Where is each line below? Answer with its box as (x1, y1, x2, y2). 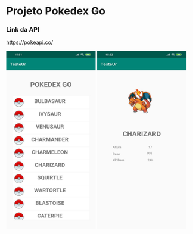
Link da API (6, 26, 40, 34)
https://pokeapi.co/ (6, 39, 54, 46)
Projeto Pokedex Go (6, 4, 106, 18)
